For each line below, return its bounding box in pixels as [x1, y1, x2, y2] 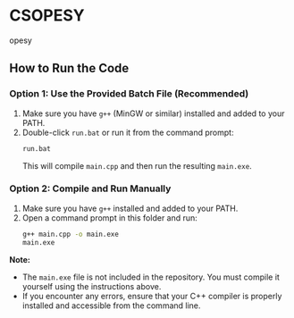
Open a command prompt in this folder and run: [21, 212, 198, 223]
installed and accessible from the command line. [21, 300, 201, 311]
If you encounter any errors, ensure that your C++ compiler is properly [21, 290, 282, 301]
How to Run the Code [9, 61, 130, 76]
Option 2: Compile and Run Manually [9, 182, 172, 195]
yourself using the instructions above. [21, 280, 162, 291]
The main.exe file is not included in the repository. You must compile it [21, 272, 280, 282]
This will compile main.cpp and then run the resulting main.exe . [21, 160, 252, 171]
